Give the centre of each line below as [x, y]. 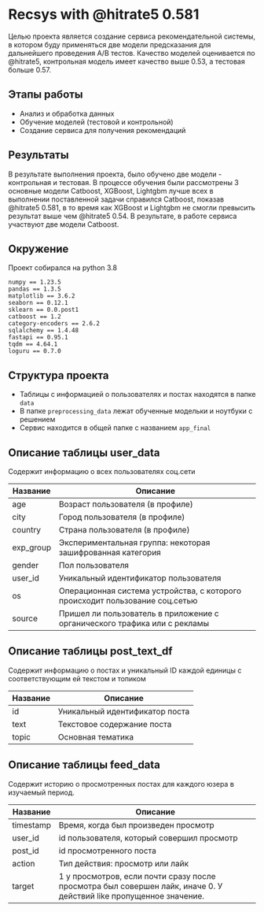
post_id [26, 851]
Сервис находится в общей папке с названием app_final [115, 428]
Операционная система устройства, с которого [150, 591]
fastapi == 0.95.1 [38, 337]
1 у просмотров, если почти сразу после [137, 876]
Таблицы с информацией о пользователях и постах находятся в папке [137, 395]
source [25, 618]
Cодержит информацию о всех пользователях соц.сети [102, 471]
